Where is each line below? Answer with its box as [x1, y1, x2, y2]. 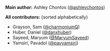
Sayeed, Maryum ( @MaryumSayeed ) [12, 35, 89, 40]
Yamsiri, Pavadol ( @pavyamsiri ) [12, 40, 79, 46]
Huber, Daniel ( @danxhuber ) [12, 29, 72, 35]
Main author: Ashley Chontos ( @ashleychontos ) [5, 5, 105, 10]
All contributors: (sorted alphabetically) [5, 14, 88, 20]
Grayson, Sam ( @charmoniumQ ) [12, 24, 80, 30]
